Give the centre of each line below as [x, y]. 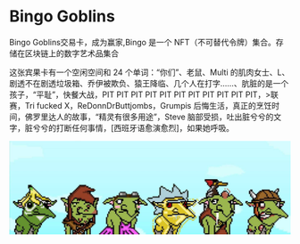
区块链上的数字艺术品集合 [71, 53]
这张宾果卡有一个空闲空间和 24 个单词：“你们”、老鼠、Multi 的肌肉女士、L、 [150, 72]
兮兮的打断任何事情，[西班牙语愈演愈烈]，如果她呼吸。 [133, 127]
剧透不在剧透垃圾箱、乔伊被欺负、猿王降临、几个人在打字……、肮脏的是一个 [149, 83]
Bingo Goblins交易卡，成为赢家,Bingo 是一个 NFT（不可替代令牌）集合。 [143, 42]
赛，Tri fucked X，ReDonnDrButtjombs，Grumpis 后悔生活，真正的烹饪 [141, 105]
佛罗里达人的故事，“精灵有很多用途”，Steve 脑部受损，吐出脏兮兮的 [149, 117]
